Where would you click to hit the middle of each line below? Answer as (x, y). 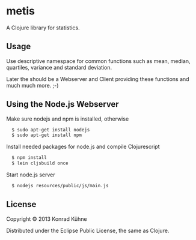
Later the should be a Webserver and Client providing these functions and (98, 79)
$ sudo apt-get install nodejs (51, 130)
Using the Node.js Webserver (63, 104)
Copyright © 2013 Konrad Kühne (47, 219)
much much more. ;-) (32, 85)
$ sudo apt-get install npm (47, 135)
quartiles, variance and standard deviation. (59, 67)
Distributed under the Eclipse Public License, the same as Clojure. (88, 230)
